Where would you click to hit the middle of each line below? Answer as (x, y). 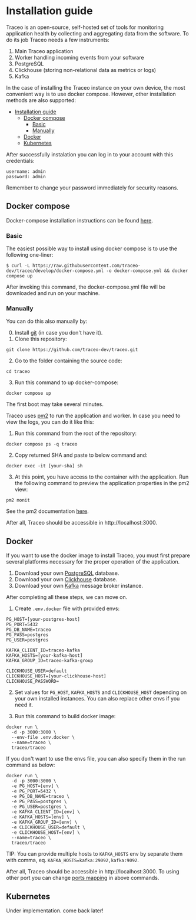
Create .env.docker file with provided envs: (67, 608)
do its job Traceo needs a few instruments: (58, 40)
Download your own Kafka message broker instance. (79, 586)
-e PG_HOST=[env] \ (35, 786)
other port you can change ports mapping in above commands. (83, 878)
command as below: (31, 765)
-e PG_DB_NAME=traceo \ (40, 797)
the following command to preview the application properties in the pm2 (102, 483)
